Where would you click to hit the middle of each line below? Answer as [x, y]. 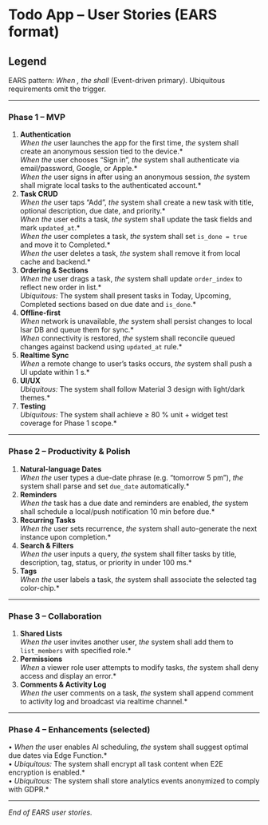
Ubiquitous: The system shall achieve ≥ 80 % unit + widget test [124, 415]
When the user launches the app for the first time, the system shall [129, 143]
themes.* [35, 398]
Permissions [41, 659]
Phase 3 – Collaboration [55, 616]
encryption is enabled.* [47, 772]
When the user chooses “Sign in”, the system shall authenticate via [130, 160]
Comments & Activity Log [63, 684]
